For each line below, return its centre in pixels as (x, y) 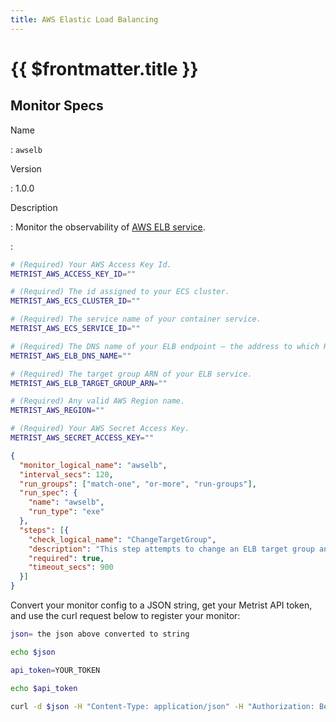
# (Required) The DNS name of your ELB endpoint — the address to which (165, 346)
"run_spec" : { (48, 493)
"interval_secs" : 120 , (66, 474)
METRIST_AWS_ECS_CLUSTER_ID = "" (75, 301)
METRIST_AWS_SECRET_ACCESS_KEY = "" (82, 438)
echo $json (33, 652)
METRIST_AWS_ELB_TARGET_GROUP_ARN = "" (89, 383)
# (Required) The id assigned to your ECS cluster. (120, 292)
